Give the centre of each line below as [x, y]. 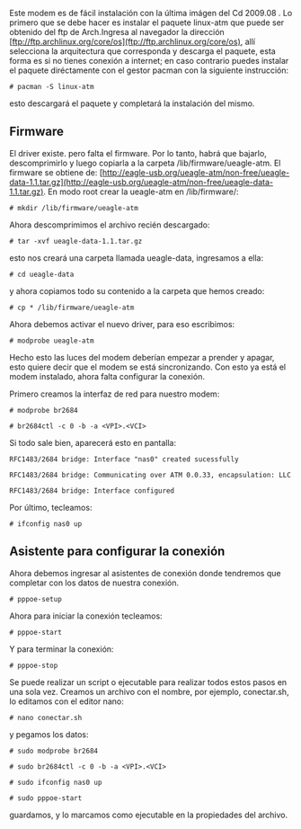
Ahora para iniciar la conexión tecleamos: [86, 616]
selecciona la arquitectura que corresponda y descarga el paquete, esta [142, 51]
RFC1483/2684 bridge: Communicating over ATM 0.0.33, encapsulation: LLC [150, 475]
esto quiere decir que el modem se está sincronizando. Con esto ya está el [147, 367]
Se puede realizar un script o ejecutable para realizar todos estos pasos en [148, 682]
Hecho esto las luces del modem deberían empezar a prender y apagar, [142, 357]
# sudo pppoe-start [46, 798]
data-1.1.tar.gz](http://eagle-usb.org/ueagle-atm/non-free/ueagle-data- [142, 182]
